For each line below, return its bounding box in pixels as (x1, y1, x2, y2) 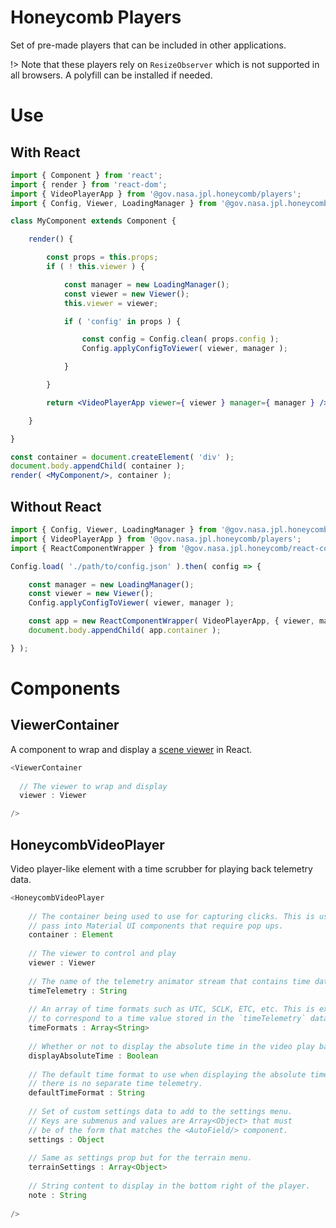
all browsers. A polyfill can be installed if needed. (10, 69, 213, 81)
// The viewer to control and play (28, 949, 177, 959)
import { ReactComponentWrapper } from (10, 543, 177, 553)
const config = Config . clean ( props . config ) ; (81, 334, 280, 345)
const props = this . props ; (46, 252, 159, 263)
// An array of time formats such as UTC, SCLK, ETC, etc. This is (28, 1004, 315, 1015)
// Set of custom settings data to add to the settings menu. (28, 1107, 293, 1117)
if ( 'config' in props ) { (63, 316, 182, 326)
